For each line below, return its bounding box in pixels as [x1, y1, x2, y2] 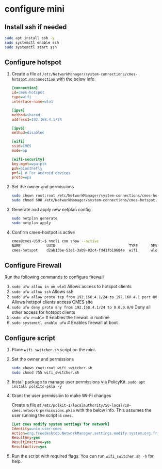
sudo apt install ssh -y [4, 36, 55, 40]
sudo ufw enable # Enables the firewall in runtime [11, 315, 110, 321]
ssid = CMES [11, 144, 32, 149]
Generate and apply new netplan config [11, 207, 91, 213]
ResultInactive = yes [11, 440, 51, 445]
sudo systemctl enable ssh [4, 40, 59, 45]
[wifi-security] [11, 157, 45, 162]
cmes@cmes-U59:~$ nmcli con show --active [11, 238, 99, 244]
